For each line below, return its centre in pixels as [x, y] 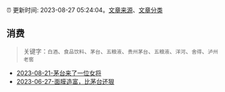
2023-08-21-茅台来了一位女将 [59, 73]
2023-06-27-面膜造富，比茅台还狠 [65, 81]
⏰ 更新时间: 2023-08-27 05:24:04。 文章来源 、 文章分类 [85, 10]
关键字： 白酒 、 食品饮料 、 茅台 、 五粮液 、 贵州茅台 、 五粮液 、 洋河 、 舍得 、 [116, 51]
